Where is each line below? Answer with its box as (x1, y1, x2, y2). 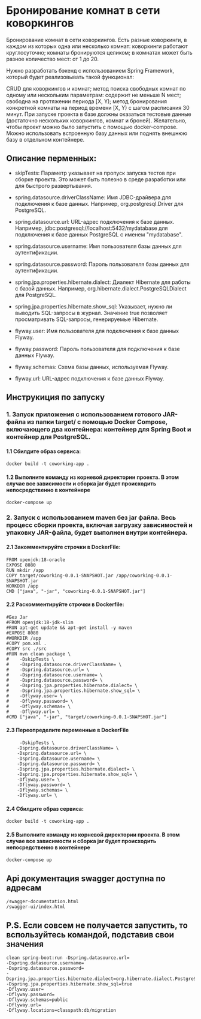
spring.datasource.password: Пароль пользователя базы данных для (14, 260, 190, 268)
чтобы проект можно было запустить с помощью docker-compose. (6, 123, 178, 130)
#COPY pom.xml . (6, 640, 47, 646)
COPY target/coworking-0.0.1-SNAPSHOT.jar (6, 573, 114, 579)
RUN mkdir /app (6, 567, 44, 573)
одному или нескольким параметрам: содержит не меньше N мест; (6, 91, 181, 98)
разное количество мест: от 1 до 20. (6, 55, 99, 62)
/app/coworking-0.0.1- (115, 573, 172, 579)
